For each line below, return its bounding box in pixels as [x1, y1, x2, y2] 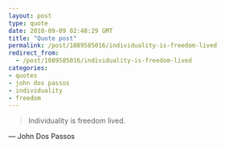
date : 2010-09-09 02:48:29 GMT [8, 27, 113, 35]
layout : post [8, 11, 52, 20]
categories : [8, 64, 48, 72]
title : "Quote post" [8, 34, 78, 43]
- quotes [8, 71, 38, 80]
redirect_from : [8, 49, 59, 57]
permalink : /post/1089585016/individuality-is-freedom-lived [8, 42, 218, 50]
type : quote [8, 19, 48, 27]
